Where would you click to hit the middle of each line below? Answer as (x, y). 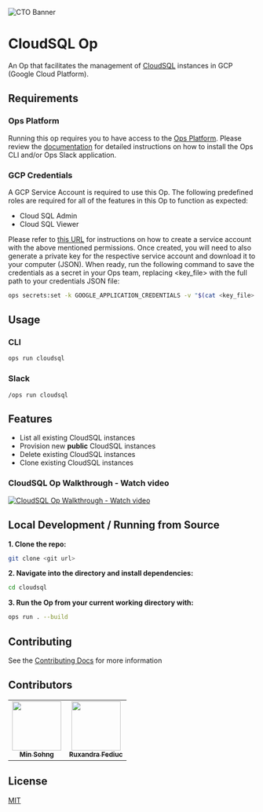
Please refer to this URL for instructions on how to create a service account (130, 239)
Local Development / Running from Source (114, 525)
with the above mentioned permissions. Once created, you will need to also (130, 247)
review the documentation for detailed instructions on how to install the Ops (131, 146)
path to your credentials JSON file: (64, 281)
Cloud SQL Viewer (49, 224)
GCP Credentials (40, 175)
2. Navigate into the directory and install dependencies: (101, 573)
